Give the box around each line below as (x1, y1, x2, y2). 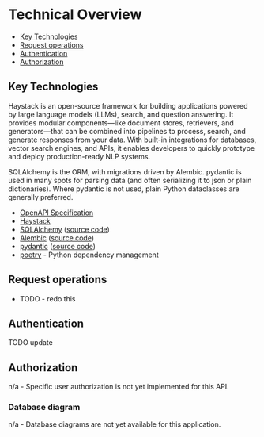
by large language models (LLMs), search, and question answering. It (8, 109, 234, 119)
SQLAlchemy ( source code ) (19, 224, 111, 234)
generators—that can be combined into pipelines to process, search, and (8, 126, 247, 136)
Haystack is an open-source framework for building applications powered (8, 101, 248, 110)
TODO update (8, 338, 53, 347)
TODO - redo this (19, 293, 76, 303)
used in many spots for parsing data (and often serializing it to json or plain (8, 175, 252, 185)
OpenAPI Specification (19, 208, 94, 217)
